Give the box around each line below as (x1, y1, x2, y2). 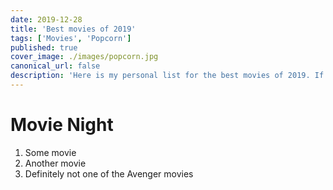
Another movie (24, 157, 87, 169)
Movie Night (10, 114, 114, 136)
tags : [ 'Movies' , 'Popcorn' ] (10, 33, 132, 43)
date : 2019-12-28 (10, 14, 83, 25)
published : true (10, 42, 78, 53)
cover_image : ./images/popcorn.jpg (10, 52, 159, 62)
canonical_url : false (10, 61, 101, 71)
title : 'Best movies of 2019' (10, 24, 137, 34)
